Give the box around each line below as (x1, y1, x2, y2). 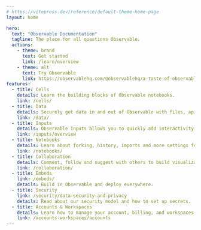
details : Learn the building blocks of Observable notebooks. (17, 92, 175, 98)
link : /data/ (17, 115, 50, 121)
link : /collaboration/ (17, 165, 74, 171)
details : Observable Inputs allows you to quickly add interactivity (17, 126, 194, 132)
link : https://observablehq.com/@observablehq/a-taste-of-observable (22, 76, 199, 82)
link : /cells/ (17, 98, 52, 104)
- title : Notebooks (11, 137, 60, 143)
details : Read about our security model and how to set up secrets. (17, 198, 191, 204)
